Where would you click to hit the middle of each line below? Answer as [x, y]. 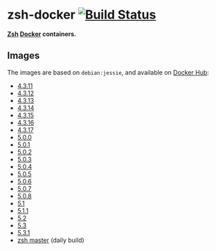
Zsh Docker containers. [42, 34]
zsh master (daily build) [51, 240]
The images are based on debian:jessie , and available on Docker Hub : [108, 72]
